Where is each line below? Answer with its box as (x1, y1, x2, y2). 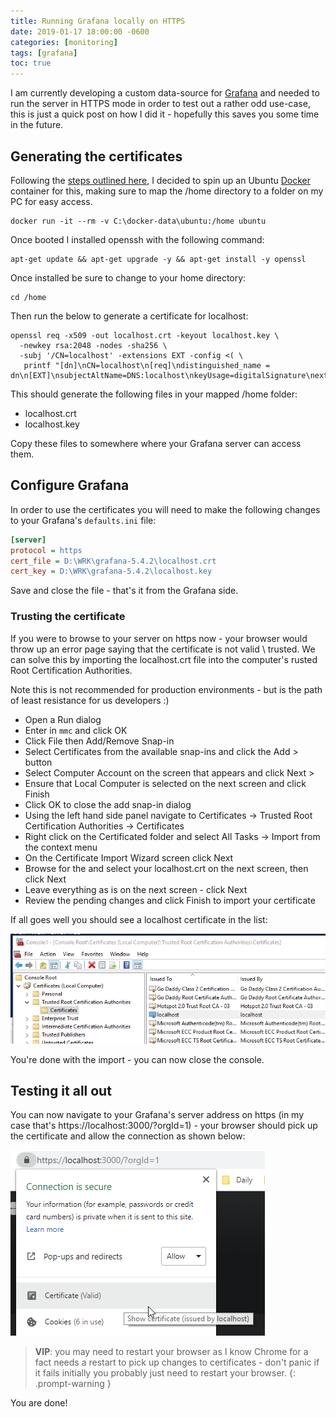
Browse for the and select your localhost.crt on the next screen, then (24, 862, 309, 874)
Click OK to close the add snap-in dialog (24, 798, 192, 810)
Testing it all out (10, 1082, 112, 1099)
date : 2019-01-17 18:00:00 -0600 (10, 26, 150, 37)
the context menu (24, 841, 98, 853)
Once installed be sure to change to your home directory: (10, 271, 247, 284)
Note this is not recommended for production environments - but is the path (10, 683, 323, 695)
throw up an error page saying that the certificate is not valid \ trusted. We (10, 643, 316, 655)
